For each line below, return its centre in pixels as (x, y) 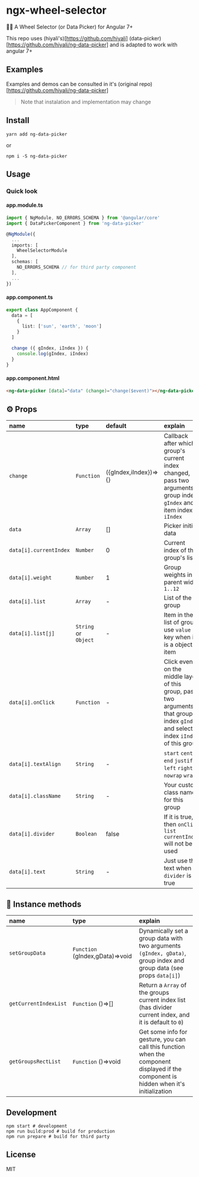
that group (178, 714)
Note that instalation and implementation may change (86, 102)
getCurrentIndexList (38, 1004)
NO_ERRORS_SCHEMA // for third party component (76, 267)
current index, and (164, 1015)
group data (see (161, 968)
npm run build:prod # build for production (61, 1132)
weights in (178, 575)
